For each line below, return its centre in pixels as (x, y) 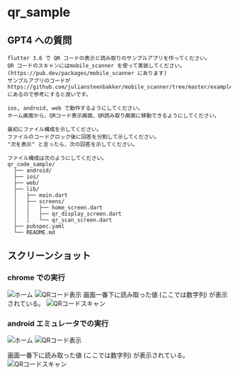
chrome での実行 (36, 278)
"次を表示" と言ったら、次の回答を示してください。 (73, 144)
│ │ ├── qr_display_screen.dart (68, 214)
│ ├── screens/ (39, 202)
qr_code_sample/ (31, 164)
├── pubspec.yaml (39, 226)
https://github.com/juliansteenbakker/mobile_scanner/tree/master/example (120, 87)
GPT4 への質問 (40, 40)
